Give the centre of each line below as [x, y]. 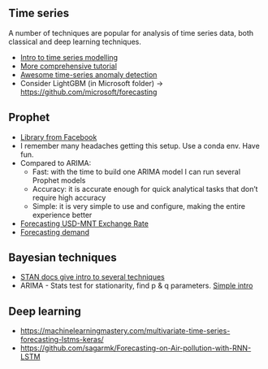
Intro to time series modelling [69, 57]
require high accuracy [69, 198]
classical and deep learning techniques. [75, 41]
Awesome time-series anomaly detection [89, 74]
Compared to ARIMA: [56, 163]
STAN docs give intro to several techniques [92, 277]
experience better [62, 215]
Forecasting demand [54, 232]
